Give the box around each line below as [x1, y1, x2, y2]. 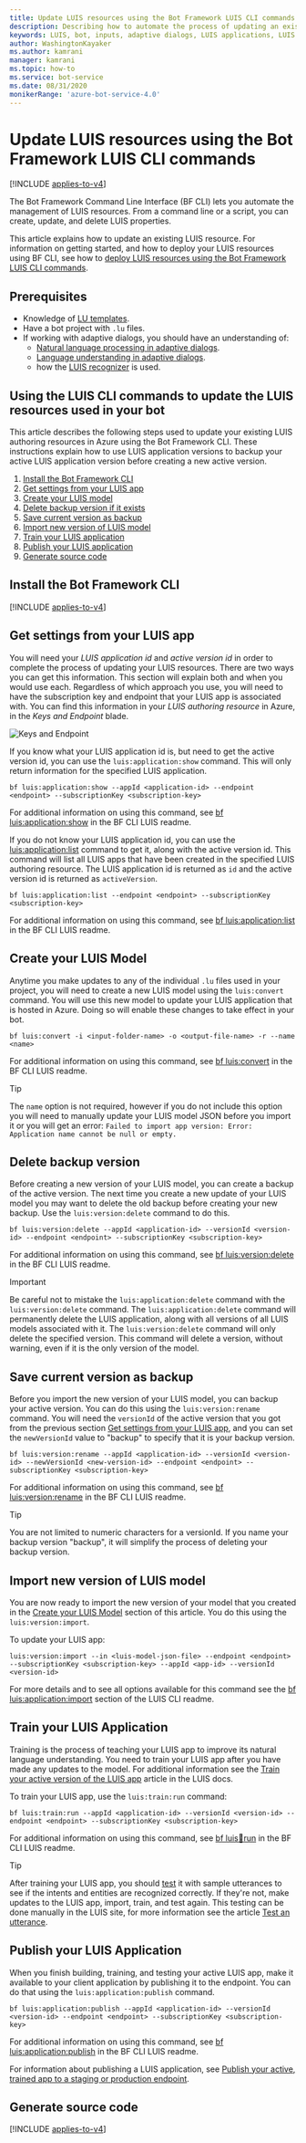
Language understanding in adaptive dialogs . [36, 352, 207, 363]
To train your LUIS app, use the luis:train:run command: [9, 1791, 228, 1802]
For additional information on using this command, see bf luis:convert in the [9, 1055, 293, 1066]
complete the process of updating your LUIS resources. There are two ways [9, 662, 294, 673]
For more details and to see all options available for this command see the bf [9, 1683, 296, 1694]
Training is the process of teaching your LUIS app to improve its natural [9, 1744, 277, 1755]
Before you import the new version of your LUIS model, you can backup [9, 1394, 279, 1405]
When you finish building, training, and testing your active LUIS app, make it [9, 1967, 294, 1978]
